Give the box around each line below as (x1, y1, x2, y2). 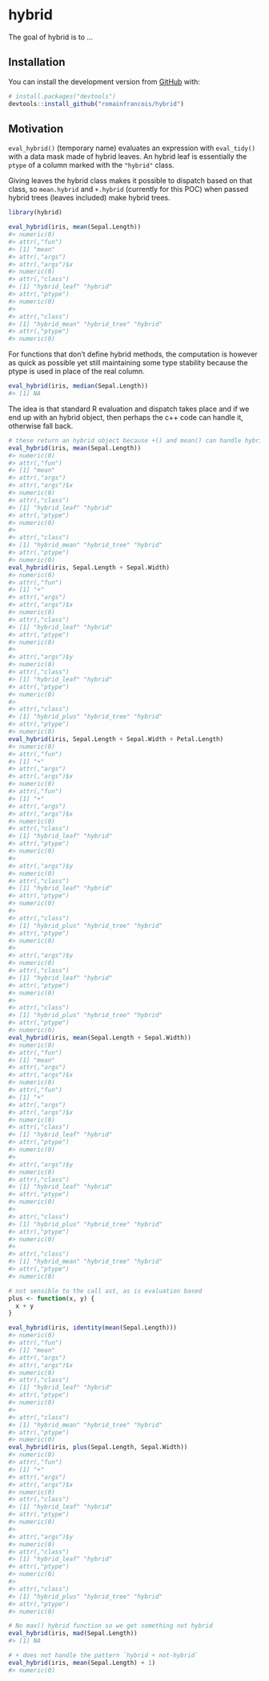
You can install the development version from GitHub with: (8, 76, 200, 86)
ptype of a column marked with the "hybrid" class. (8, 161, 175, 170)
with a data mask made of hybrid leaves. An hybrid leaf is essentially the (8, 152, 247, 161)
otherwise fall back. (8, 421, 74, 430)
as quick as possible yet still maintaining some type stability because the (8, 358, 248, 368)
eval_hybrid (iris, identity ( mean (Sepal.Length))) (8, 1324, 178, 1332)
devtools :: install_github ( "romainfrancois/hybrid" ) (8, 100, 184, 108)
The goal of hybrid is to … (8, 32, 94, 42)
